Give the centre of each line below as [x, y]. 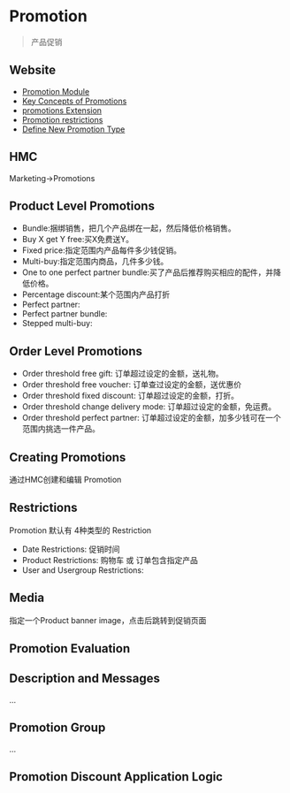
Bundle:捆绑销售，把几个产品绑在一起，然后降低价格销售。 [129, 228]
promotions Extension [62, 110]
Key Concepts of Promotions [74, 101]
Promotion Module [56, 91]
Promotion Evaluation [70, 648]
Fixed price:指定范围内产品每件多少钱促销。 [102, 250]
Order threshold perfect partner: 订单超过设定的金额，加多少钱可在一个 [151, 418]
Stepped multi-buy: [57, 324]
